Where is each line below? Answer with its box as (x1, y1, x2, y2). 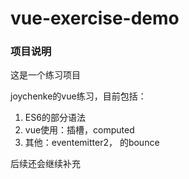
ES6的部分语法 (24, 112, 86, 124)
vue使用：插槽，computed (24, 124, 135, 136)
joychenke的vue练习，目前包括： (10, 90, 147, 102)
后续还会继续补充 (10, 158, 81, 170)
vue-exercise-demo (10, 7, 180, 30)
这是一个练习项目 (10, 69, 81, 81)
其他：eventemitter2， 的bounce (24, 137, 160, 149)
